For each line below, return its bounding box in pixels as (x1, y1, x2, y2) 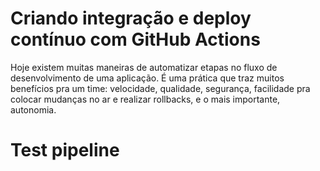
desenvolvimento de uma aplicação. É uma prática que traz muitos (10, 72, 285, 84)
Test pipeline (10, 139, 120, 162)
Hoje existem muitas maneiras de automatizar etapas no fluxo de (10, 61, 278, 73)
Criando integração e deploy (10, 7, 252, 30)
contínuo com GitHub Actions (10, 28, 261, 51)
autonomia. (10, 103, 57, 116)
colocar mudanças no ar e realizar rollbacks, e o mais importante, (10, 93, 281, 105)
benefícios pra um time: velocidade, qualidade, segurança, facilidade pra (10, 82, 311, 94)
